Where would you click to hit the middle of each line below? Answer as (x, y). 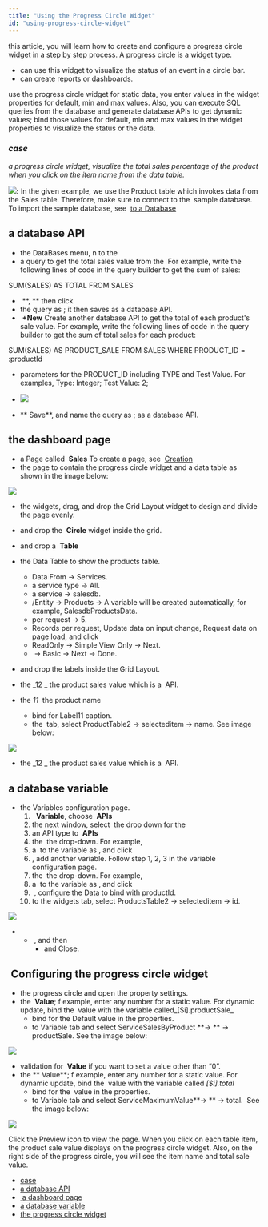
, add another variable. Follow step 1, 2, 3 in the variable (124, 859)
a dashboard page (52, 1197)
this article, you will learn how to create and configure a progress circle (125, 46)
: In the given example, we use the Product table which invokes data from (137, 191)
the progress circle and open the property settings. (104, 993)
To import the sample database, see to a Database (92, 208)
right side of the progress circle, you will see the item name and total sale (129, 1157)
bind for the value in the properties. (91, 1092)
